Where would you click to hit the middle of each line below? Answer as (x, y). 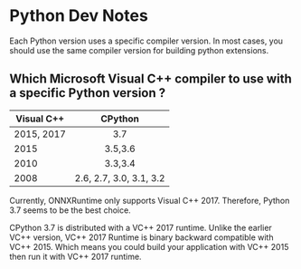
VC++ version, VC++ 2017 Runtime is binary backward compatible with (141, 237)
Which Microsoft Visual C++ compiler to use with (150, 79)
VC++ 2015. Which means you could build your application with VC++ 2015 (149, 246)
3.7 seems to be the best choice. (70, 210)
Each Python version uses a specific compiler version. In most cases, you (146, 41)
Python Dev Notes (79, 16)
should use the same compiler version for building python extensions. (139, 50)
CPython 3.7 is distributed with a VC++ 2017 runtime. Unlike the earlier (141, 227)
